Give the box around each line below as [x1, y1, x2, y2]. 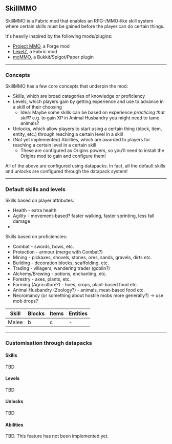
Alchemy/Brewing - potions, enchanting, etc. [12, 271, 107, 277]
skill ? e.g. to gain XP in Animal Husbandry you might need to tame [20, 115, 160, 121]
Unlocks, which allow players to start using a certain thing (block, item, [12, 125, 162, 132]
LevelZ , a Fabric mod [12, 48, 57, 54]
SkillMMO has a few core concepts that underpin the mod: [5, 83, 128, 89]
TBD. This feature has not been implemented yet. [5, 433, 109, 439]
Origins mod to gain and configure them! [20, 153, 106, 159]
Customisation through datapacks [5, 340, 92, 347]
